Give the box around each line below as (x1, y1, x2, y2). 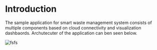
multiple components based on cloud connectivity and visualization (5, 25, 141, 30)
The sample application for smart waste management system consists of (5, 20, 152, 25)
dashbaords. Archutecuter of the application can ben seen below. (5, 30, 137, 36)
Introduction (5, 3, 57, 15)
